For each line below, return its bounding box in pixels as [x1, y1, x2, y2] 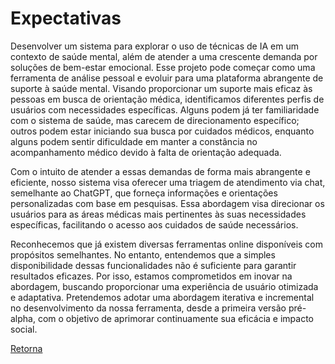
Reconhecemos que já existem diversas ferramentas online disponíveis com [10, 238, 324, 250]
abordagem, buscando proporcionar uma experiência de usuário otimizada [10, 280, 319, 292]
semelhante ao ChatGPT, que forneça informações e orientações [10, 187, 278, 199]
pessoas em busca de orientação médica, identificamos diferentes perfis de [10, 93, 325, 105]
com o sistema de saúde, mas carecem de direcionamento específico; [10, 114, 300, 126]
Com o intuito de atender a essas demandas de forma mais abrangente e [10, 165, 311, 177]
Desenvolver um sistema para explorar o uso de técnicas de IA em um [10, 40, 299, 52]
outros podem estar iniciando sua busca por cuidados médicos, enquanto [10, 125, 315, 137]
